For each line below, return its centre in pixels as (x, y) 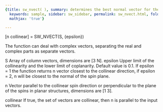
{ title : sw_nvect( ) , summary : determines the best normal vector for (78, 9)
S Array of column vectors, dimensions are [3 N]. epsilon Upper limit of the (80, 61)
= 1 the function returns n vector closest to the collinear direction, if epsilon (80, 71)
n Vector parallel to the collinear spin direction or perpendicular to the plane (81, 86)
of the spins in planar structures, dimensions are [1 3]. (59, 91)
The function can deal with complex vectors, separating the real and (73, 46)
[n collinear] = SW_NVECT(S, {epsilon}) (44, 37)
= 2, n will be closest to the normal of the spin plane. (57, 76)
